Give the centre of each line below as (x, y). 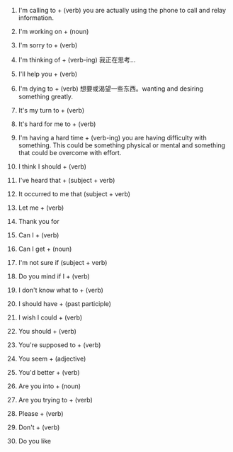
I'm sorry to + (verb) (48, 45)
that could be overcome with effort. (70, 153)
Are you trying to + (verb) (55, 400)
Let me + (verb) (41, 208)
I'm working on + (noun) (53, 32)
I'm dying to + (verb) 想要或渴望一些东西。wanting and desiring (111, 89)
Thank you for (39, 221)
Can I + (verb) (39, 235)
